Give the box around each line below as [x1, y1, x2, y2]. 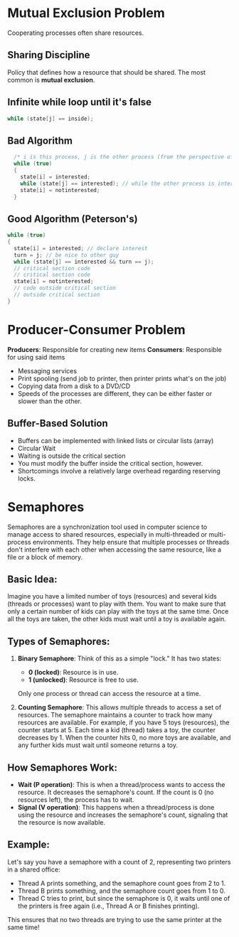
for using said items [7, 353, 65, 361]
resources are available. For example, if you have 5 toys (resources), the [17, 718, 230, 727]
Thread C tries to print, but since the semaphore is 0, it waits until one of [17, 894, 230, 902]
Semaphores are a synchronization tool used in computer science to [7, 523, 208, 531]
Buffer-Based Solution [7, 417, 108, 429]
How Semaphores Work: [7, 761, 117, 773]
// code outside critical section [14, 284, 116, 292]
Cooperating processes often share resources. [7, 28, 144, 37]
